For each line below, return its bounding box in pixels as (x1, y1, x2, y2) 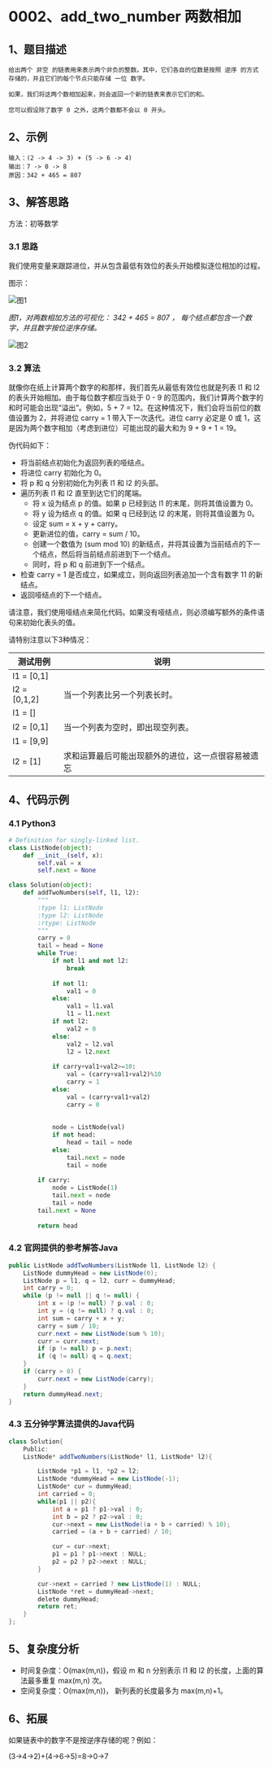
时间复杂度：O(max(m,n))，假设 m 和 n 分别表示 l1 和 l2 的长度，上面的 (19, 1665, 258, 1675)
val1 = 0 (66, 987, 96, 996)
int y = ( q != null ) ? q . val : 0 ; (37, 1307, 154, 1315)
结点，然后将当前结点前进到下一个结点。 (39, 549, 175, 559)
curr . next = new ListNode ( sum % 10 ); (37, 1329, 165, 1337)
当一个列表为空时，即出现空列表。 (63, 722, 194, 733)
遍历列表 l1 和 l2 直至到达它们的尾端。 (19, 488, 146, 498)
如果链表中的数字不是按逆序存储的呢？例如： (8, 1735, 158, 1744)
